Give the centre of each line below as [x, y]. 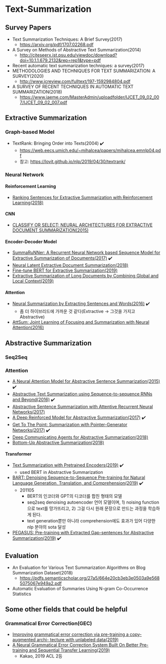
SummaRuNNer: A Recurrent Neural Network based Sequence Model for [86, 253]
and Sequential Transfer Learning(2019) [69, 650]
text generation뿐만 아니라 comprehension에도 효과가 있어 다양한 [91, 521]
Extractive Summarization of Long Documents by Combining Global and [85, 276]
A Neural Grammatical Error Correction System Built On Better [75, 645]
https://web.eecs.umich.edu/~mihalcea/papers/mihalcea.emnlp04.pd [90, 150]
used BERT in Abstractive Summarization [61, 472]
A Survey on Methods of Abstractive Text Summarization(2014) [77, 50]
